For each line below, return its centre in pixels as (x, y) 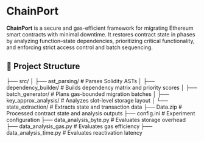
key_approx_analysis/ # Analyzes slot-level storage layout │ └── (87, 100)
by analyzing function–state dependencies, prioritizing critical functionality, (100, 41)
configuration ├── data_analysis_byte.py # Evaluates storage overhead (96, 120)
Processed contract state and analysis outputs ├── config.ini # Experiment (101, 113)
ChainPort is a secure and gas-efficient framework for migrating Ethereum (100, 28)
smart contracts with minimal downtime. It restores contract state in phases (101, 34)
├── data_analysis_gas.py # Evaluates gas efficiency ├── (79, 126)
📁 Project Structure (43, 66)
